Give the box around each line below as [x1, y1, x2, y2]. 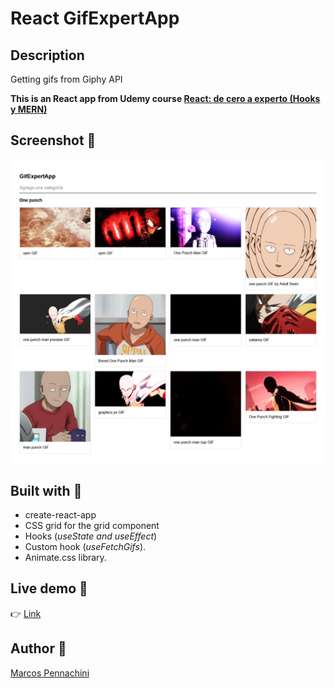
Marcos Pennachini [10, 667, 90, 679]
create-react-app [24, 508, 97, 521]
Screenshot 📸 [10, 132, 97, 149]
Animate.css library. [24, 551, 107, 563]
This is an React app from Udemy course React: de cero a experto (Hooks [10, 93, 321, 104]
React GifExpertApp [10, 7, 180, 30]
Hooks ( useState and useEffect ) [24, 530, 158, 542]
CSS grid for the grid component [24, 519, 160, 531]
